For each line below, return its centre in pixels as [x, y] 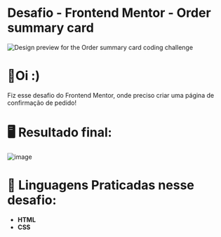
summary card [51, 28]
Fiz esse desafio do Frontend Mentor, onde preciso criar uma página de [111, 95]
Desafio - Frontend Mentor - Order [109, 13]
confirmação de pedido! [42, 103]
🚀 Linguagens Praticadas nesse [101, 185]
